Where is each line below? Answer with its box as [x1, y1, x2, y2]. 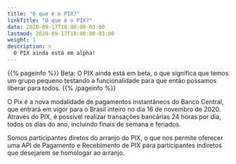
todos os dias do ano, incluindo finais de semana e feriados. [7, 120, 181, 128]
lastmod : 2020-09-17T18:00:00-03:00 [7, 30, 114, 37]
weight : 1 [7, 37, 37, 44]
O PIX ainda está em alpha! [13, 50, 96, 57]
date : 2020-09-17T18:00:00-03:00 [7, 23, 105, 30]
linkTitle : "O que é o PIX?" [7, 17, 93, 24]
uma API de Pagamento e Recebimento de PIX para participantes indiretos [7, 141, 223, 149]
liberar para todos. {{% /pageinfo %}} [7, 84, 117, 92]
